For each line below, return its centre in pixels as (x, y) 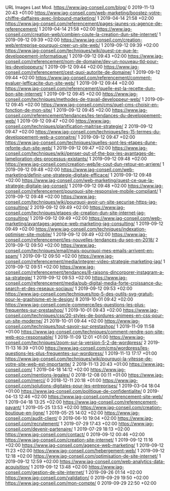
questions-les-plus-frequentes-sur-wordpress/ (55, 353)
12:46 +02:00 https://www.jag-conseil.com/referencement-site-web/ (91, 397)
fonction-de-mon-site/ (29, 110)
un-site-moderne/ (24, 321)
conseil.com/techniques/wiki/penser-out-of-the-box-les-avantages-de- (80, 153)
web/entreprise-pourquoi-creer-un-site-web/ (53, 45)
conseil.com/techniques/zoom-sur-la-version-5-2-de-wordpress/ (74, 342)
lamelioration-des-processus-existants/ (47, 159)
